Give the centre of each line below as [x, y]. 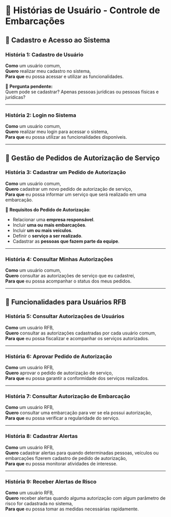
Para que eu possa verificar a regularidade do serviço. [62, 418]
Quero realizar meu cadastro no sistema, [48, 71]
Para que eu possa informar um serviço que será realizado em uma [76, 194]
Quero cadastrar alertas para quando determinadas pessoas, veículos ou [82, 453]
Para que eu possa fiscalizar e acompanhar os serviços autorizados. [77, 338]
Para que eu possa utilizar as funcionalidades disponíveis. [66, 137]
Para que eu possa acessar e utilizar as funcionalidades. [64, 76]
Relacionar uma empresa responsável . [54, 219]
